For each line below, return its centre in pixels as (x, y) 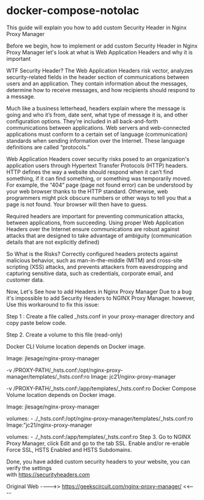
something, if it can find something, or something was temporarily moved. (99, 178)
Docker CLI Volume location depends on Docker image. (76, 346)
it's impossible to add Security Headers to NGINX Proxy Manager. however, (101, 298)
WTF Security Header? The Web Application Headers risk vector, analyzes (100, 70)
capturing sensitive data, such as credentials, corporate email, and (90, 273)
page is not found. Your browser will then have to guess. (77, 204)
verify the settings (29, 468)
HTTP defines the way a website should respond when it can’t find (90, 172)
